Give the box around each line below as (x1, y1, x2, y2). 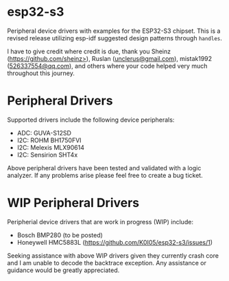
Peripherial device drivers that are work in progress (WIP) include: (7, 217, 194, 226)
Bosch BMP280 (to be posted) (16, 230, 103, 239)
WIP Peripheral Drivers (7, 196, 140, 211)
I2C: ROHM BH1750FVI (16, 136, 82, 144)
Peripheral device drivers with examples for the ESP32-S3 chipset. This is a (7, 27, 221, 35)
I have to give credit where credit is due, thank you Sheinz (7, 47, 171, 55)
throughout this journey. (7, 69, 75, 77)
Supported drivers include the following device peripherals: (7, 116, 175, 124)
